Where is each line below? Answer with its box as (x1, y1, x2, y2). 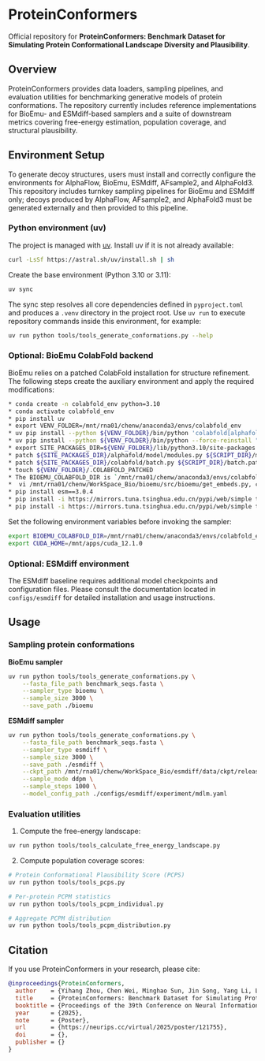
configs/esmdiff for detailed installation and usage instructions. (8, 593, 215, 602)
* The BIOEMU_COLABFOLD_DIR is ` (8, 473, 118, 482)
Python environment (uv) (8, 222, 106, 233)
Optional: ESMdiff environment (8, 558, 129, 569)
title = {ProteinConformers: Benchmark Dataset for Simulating (15, 994, 242, 1002)
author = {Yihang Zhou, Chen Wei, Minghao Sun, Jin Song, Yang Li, (15, 987, 252, 995)
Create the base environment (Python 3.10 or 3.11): (8, 270, 171, 279)
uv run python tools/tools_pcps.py (8, 878, 125, 886)
